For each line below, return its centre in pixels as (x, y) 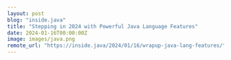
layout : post (26, 13)
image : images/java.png (41, 39)
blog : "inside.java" (37, 20)
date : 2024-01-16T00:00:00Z (47, 33)
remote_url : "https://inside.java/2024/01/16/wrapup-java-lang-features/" (117, 46)
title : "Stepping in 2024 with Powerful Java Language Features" (102, 26)
